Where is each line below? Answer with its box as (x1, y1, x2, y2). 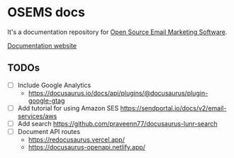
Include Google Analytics (17, 81, 91, 89)
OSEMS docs (7, 4, 85, 21)
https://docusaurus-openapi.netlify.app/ (28, 143, 145, 151)
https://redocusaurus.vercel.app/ (28, 135, 126, 144)
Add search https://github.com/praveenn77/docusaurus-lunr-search (17, 119, 218, 128)
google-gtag (28, 96, 65, 105)
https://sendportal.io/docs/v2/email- (120, 103, 227, 112)
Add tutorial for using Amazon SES (17, 103, 119, 112)
